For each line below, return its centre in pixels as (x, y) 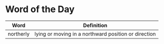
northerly (19, 34)
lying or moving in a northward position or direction (95, 34)
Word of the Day (40, 9)
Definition (95, 25)
